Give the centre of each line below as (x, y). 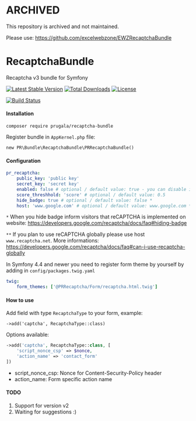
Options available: (28, 335)
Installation (20, 114)
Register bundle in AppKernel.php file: (51, 137)
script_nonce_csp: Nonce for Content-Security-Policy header (88, 373)
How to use (20, 300)
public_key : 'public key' (48, 179)
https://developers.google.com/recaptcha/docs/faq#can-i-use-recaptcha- (96, 247)
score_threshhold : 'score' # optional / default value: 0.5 (91, 195)
